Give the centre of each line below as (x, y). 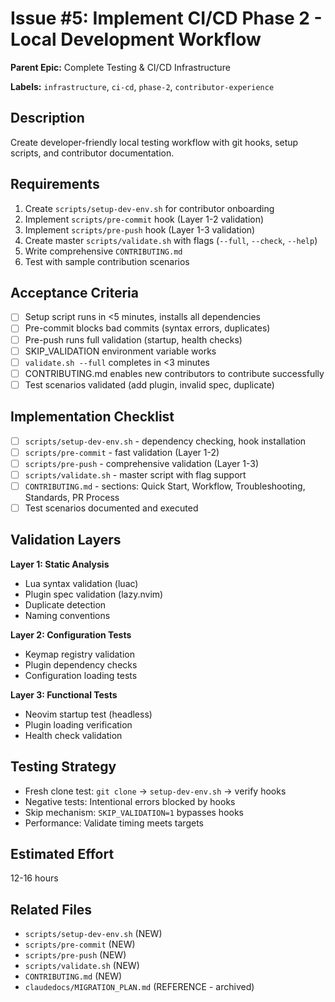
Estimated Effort (62, 854)
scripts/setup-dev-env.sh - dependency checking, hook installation (165, 441)
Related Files (51, 909)
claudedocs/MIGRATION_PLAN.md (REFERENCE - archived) (139, 987)
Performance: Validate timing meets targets (114, 823)
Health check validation (73, 735)
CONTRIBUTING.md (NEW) (73, 976)
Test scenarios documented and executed (111, 508)
